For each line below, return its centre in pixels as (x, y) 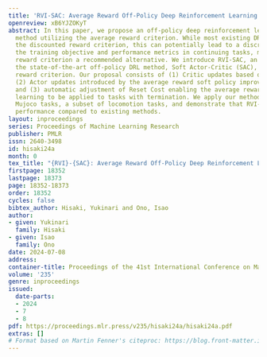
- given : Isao (32, 238)
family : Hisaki (41, 230)
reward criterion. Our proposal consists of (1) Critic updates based (135, 75)
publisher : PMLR (35, 134)
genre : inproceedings (44, 282)
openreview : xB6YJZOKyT (48, 23)
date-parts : (35, 297)
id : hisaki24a (32, 149)
